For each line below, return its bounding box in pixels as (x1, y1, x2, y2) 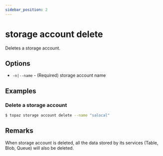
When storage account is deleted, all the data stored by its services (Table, (5, 140, 159, 146)
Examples (5, 87, 36, 95)
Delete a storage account (5, 102, 67, 108)
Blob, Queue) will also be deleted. (5, 145, 74, 151)
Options (5, 59, 31, 67)
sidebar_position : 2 (5, 7, 48, 12)
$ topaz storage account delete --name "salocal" (5, 113, 110, 118)
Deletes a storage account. (5, 45, 61, 51)
